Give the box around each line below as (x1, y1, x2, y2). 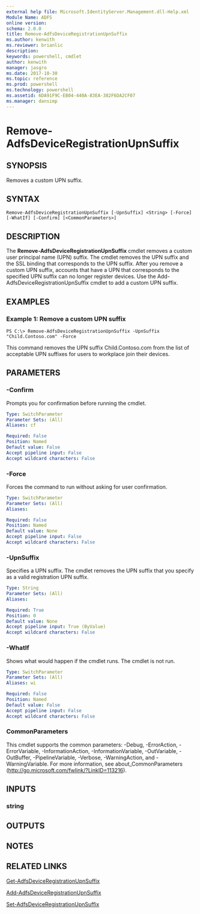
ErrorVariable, (6, 747, 41, 754)
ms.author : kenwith (6, 37, 55, 43)
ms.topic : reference (6, 76, 58, 82)
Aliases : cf (6, 422, 36, 428)
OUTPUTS (6, 820, 45, 831)
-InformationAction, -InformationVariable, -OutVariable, (41, 747, 178, 754)
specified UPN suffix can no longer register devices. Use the (6, 273, 156, 280)
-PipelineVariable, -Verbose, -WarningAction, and (32, 754, 155, 761)
